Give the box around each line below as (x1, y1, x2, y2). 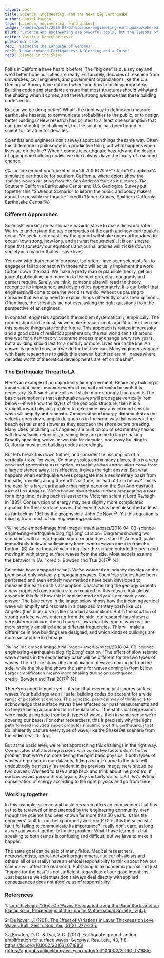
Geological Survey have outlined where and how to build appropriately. (5, 82, 148, 88)
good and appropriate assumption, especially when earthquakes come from (5, 462, 158, 467)
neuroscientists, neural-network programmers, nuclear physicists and (5, 853, 145, 859)
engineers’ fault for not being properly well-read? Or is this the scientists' (5, 817, 152, 823)
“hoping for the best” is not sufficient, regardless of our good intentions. (5, 869, 150, 875)
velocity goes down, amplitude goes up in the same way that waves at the (5, 415, 154, 422)
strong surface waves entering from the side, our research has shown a (5, 614, 149, 620)
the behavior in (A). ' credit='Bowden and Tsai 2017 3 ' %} (5, 556, 119, 563)
